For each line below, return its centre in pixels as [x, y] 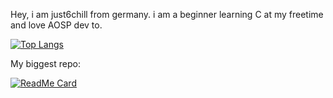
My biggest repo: [45, 63]
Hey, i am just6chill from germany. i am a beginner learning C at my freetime [167, 14]
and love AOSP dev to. [56, 25]
